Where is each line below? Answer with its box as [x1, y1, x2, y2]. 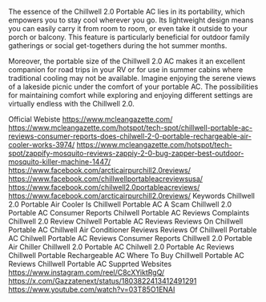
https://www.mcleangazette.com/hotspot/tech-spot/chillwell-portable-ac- [8, 123, 253, 132]
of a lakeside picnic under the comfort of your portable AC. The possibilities [8, 82, 259, 91]
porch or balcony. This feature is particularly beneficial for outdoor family [8, 32, 250, 42]
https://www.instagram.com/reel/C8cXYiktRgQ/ [8, 268, 165, 277]
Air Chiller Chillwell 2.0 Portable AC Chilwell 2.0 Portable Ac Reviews [8, 242, 235, 252]
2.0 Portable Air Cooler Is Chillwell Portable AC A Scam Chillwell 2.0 [8, 199, 232, 209]
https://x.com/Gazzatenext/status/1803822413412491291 [8, 276, 197, 285]
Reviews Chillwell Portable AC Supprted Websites [8, 260, 172, 268]
